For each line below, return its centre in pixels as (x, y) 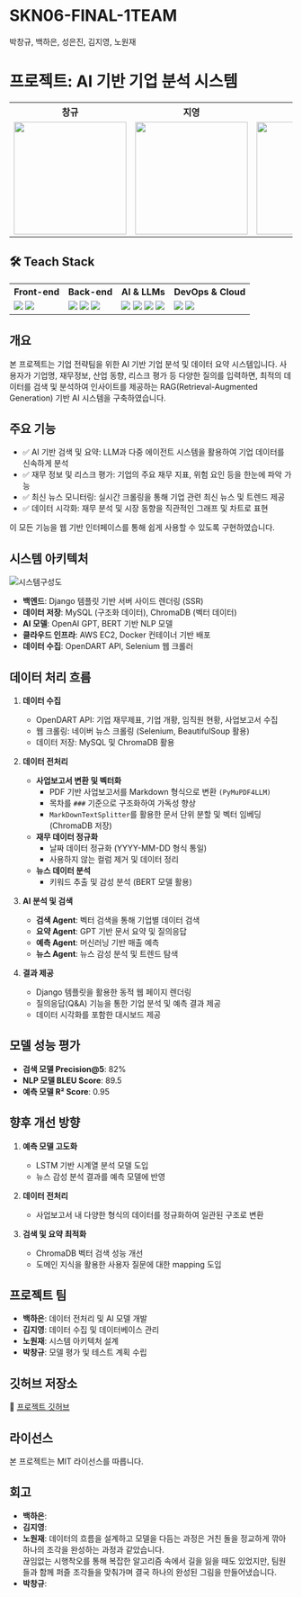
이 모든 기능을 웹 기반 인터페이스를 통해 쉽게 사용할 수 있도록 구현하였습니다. (142, 528)
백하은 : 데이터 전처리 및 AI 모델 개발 (85, 1319)
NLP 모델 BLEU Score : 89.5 (72, 1080)
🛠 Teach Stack (52, 262)
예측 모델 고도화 (50, 1146)
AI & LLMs (143, 292)
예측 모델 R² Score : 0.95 (66, 1091)
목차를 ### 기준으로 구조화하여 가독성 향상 (122, 803)
